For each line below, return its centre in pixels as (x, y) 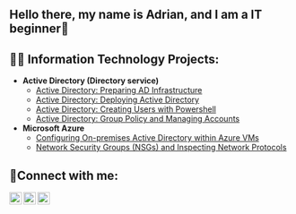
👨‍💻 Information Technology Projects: (114, 59)
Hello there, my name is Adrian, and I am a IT (136, 15)
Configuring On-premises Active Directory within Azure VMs (148, 138)
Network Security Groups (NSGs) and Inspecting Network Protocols (161, 148)
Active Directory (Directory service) (91, 81)
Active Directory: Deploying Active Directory (118, 100)
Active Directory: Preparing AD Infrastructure (119, 90)
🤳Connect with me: (64, 175)
